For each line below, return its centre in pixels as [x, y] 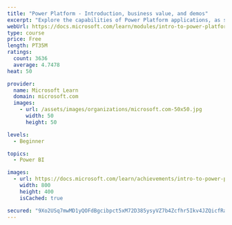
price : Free [24, 39]
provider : [21, 84]
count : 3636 [31, 59]
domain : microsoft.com [46, 97]
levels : [18, 135]
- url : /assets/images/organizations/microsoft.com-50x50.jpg [111, 110]
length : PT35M [28, 46]
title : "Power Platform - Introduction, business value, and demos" [108, 13]
